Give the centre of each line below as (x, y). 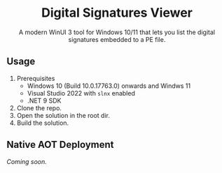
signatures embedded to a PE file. (117, 39)
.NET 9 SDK (44, 100)
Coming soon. (27, 161)
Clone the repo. (39, 108)
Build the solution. (43, 123)
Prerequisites (36, 78)
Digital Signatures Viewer (117, 13)
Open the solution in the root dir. (63, 115)
